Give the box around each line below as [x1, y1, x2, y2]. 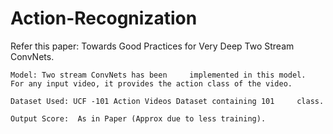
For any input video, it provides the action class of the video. [10, 78, 293, 89]
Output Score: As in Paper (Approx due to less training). [10, 113, 267, 124]
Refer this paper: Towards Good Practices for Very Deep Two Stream [10, 40, 295, 52]
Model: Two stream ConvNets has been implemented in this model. [10, 70, 307, 80]
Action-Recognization [10, 7, 198, 30]
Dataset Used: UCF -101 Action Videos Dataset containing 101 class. [10, 96, 325, 106]
